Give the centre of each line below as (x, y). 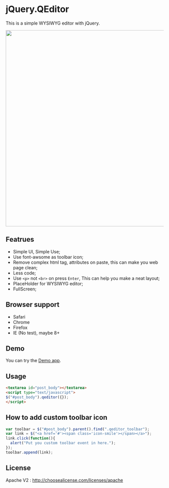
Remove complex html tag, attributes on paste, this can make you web (86, 262)
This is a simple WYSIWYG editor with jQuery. (53, 23)
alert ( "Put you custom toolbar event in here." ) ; (63, 443)
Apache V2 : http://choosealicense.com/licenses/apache (64, 480)
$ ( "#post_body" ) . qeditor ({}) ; (37, 397)
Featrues (20, 239)
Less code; (24, 273)
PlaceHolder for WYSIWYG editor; (48, 283)
